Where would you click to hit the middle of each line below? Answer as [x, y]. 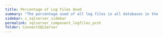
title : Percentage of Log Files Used [43, 9]
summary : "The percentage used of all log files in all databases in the [82, 14]
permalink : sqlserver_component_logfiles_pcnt [53, 23]
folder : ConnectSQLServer [31, 27]
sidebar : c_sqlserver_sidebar [36, 18]
